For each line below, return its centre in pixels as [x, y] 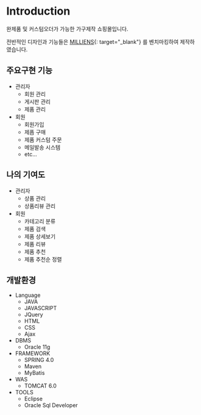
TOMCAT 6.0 [40, 386]
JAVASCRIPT [41, 308]
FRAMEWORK [33, 353]
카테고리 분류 [40, 221]
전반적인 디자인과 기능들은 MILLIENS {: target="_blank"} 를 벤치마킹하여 [93, 41]
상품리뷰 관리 [40, 206]
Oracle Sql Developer [51, 405]
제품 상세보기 [40, 236]
